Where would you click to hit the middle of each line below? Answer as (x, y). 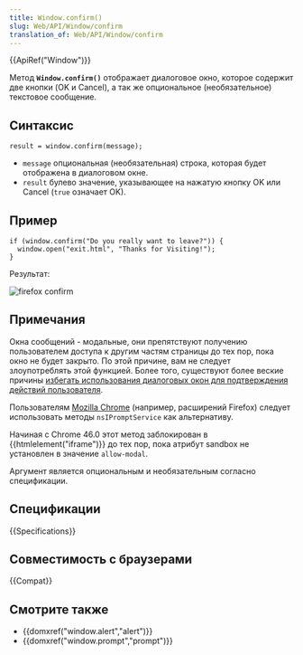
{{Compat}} (31, 581)
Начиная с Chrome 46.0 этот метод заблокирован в (109, 434)
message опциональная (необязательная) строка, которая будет (144, 163)
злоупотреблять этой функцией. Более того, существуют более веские (147, 370)
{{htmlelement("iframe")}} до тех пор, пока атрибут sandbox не (129, 443)
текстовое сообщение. (53, 97)
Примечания (47, 320)
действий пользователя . (56, 389)
